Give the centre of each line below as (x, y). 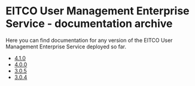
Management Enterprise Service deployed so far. (66, 47)
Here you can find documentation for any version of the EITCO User (89, 40)
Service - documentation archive (89, 24)
